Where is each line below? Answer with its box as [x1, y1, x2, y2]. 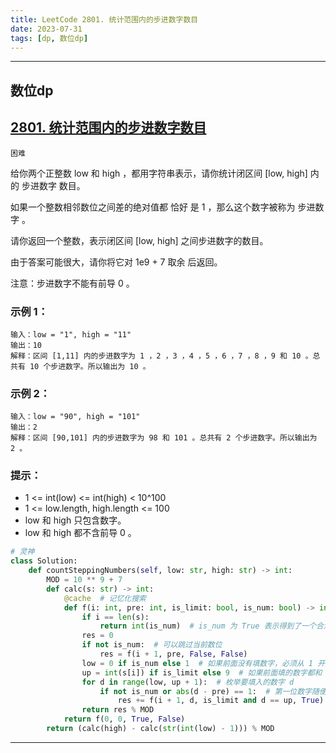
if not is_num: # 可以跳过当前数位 [81, 640, 223, 650]
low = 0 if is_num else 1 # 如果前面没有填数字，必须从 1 [81, 658, 314, 668]
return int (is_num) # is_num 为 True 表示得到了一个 [99, 621, 317, 631]
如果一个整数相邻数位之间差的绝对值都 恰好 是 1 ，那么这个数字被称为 [10, 201, 296, 213]
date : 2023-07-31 [10, 24, 83, 34]
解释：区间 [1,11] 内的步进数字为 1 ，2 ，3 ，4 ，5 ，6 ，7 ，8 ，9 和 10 [10, 351, 302, 361]
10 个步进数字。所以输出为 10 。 [29, 361, 151, 371]
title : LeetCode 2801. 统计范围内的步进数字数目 [10, 14, 199, 25]
